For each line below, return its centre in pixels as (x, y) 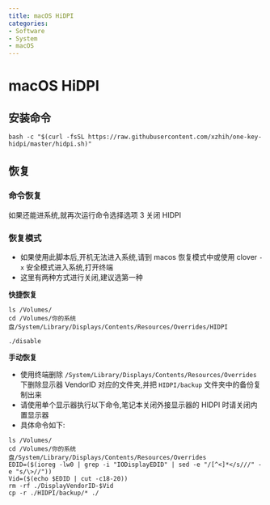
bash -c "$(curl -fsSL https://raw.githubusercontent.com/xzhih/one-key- (135, 137)
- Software (27, 31)
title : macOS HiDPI (41, 16)
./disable (25, 342)
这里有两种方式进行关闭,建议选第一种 (81, 278)
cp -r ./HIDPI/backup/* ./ (54, 493)
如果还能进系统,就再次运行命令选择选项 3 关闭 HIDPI (95, 214)
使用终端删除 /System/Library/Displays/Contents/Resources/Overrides (138, 375)
